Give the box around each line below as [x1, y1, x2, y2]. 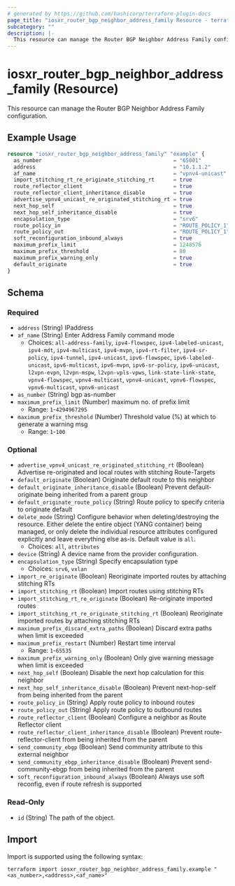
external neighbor [17, 750, 69, 759]
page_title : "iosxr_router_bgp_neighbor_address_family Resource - [7, 17, 208, 24]
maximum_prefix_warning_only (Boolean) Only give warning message [17, 654, 214, 662]
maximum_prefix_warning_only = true [13, 254, 192, 261]
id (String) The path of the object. [17, 813, 115, 822]
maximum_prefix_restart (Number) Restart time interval [17, 639, 176, 647]
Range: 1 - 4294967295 [27, 405, 87, 414]
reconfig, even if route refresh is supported [17, 780, 142, 788]
